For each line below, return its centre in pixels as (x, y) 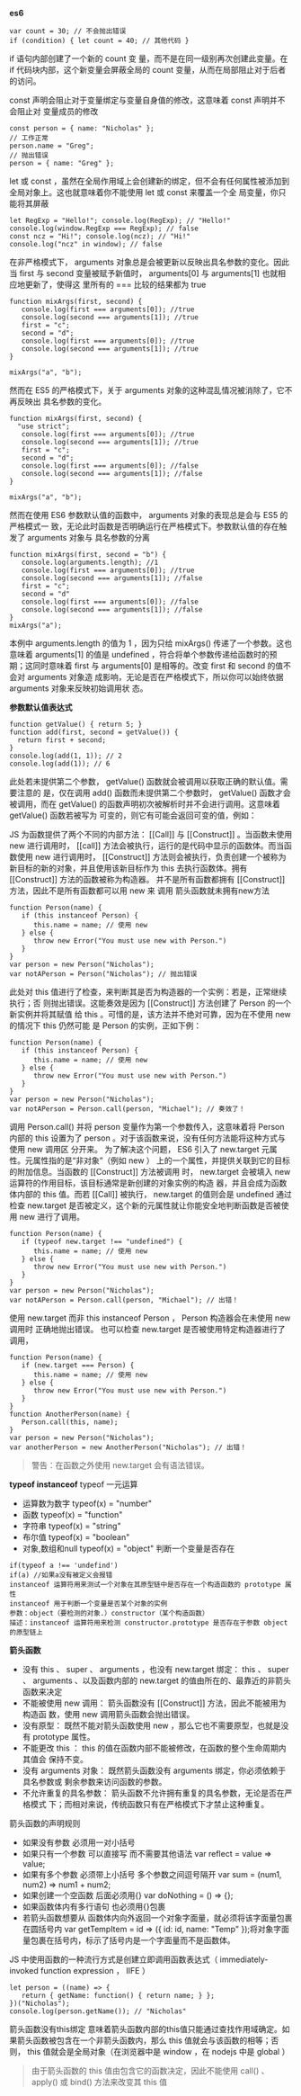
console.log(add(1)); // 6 (60, 764)
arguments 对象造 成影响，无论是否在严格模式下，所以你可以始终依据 (155, 677)
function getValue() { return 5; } (76, 724)
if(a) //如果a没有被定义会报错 (61, 1575)
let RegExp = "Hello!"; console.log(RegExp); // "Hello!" (120, 220)
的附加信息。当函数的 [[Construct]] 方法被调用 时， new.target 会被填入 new (150, 1172)
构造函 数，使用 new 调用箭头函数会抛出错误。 (108, 1714)
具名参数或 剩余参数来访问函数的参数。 (94, 1782)
